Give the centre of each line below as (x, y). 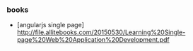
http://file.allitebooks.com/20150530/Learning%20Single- (101, 32)
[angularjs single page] (50, 25)
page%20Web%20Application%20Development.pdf (93, 40)
